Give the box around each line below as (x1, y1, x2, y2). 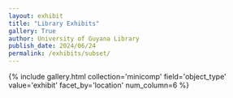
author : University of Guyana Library (8, 34, 140, 43)
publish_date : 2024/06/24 (8, 42, 96, 50)
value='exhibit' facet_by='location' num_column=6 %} (8, 80, 190, 90)
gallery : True (8, 27, 57, 35)
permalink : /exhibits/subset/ (8, 49, 111, 58)
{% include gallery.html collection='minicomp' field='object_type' (8, 72, 227, 81)
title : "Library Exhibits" (8, 19, 100, 28)
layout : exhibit (8, 11, 63, 20)
